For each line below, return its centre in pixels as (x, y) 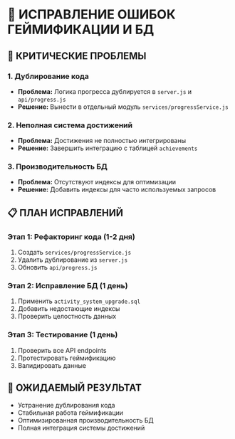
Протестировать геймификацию (67, 358)
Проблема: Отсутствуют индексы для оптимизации (97, 182)
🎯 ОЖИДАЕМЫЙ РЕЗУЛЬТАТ (75, 388)
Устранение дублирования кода (66, 405)
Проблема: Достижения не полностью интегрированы (102, 141)
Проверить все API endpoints (62, 350)
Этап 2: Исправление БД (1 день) (68, 286)
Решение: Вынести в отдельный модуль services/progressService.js (123, 107)
